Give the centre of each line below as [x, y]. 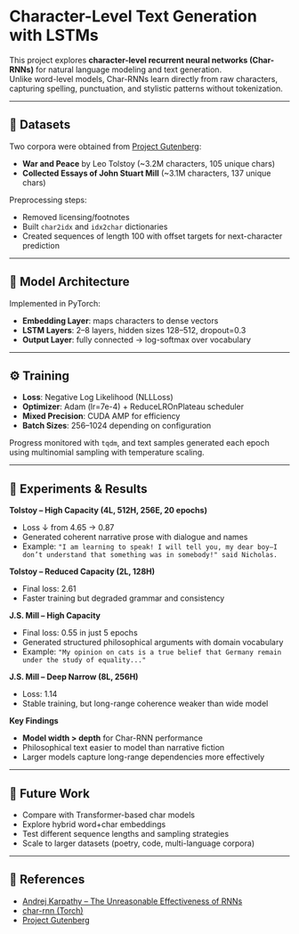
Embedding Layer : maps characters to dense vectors [120, 320]
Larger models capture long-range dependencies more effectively [143, 757]
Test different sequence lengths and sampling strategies [125, 834]
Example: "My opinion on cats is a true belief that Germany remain [152, 651]
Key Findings [34, 721]
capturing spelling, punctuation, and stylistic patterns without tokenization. [146, 88]
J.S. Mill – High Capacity [55, 616]
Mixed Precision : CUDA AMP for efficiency [101, 416]
